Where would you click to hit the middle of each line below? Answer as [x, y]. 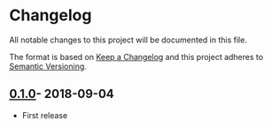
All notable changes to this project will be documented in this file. [128, 40]
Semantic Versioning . [48, 66]
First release [45, 115]
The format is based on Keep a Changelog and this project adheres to [136, 56]
